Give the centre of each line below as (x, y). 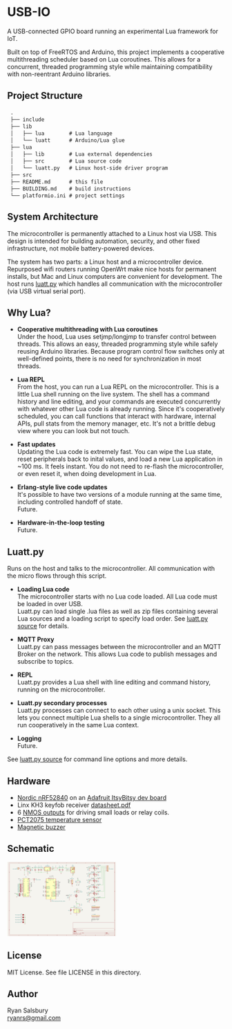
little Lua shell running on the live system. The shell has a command (113, 394)
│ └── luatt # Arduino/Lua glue (68, 140)
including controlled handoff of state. (70, 502)
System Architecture (53, 217)
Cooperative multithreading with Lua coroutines (87, 329)
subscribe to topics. (45, 662)
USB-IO (29, 12)
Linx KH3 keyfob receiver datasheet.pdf (74, 805)
